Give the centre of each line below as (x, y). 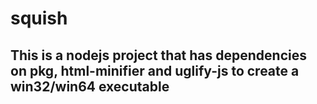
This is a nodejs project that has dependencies (158, 55)
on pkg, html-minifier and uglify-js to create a (155, 70)
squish (39, 18)
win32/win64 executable (90, 86)
